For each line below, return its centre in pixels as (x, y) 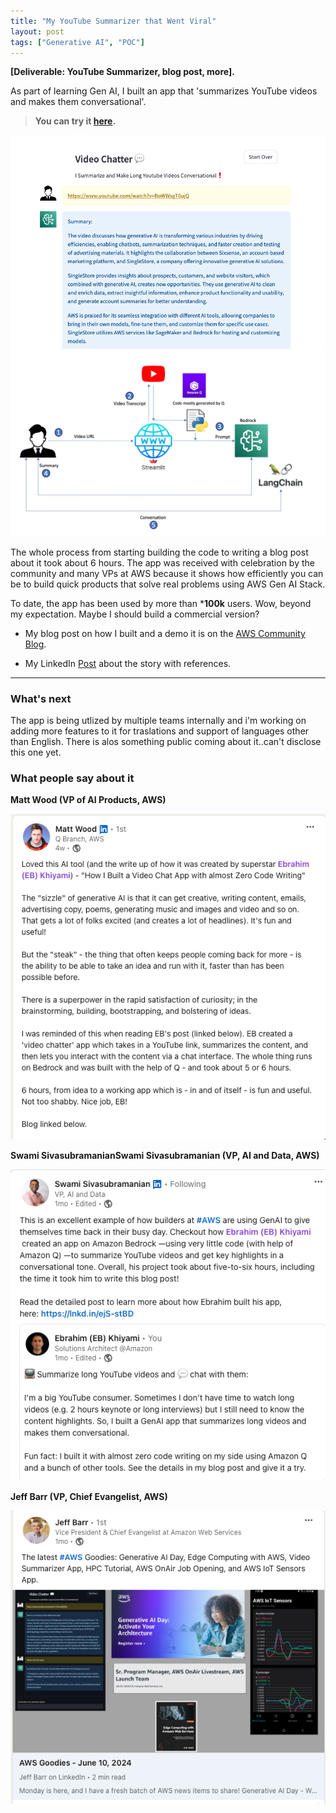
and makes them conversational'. (78, 102)
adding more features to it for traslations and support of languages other (160, 731)
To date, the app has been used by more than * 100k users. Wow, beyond (161, 603)
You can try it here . (75, 121)
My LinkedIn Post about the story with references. (128, 663)
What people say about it (72, 778)
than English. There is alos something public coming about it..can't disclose (166, 742)
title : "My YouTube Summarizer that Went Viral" (113, 21)
